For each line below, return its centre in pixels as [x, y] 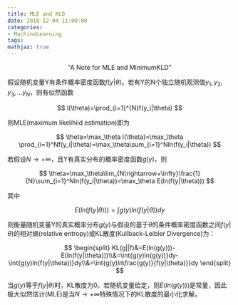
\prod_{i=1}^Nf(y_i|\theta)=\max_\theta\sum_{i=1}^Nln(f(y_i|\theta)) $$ [120, 144]
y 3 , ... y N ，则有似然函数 [41, 93]
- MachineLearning [35, 34]
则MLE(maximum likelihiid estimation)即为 [69, 123]
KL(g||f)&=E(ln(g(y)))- [144, 247]
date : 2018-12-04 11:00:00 [47, 21]
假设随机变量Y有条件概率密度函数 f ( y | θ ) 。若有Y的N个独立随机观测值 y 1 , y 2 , [115, 83]
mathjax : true [29, 47]
